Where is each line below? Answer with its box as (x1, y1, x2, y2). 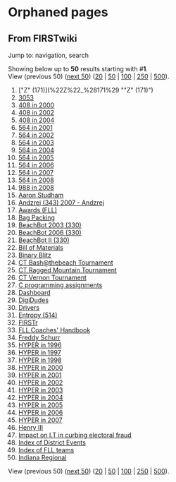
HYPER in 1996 (18, 341, 62, 349)
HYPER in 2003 (18, 386, 63, 394)
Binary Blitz (18, 251, 52, 259)
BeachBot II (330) (18, 236, 70, 244)
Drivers (18, 303, 40, 311)
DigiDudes (18, 296, 49, 304)
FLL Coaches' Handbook (18, 326, 91, 334)
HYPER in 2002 (18, 378, 63, 387)
